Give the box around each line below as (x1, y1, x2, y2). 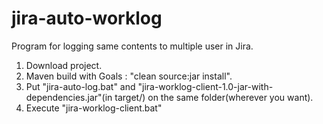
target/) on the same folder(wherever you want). (114, 91, 314, 103)
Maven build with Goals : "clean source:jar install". (25, 70, 233, 82)
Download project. (25, 59, 103, 71)
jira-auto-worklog (11, 7, 163, 30)
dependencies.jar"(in (25, 91, 113, 103)
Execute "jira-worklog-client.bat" (25, 102, 163, 114)
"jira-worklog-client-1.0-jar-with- (137, 80, 274, 92)
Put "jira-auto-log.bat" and (25, 80, 136, 92)
